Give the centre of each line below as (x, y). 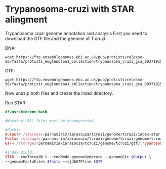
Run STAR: (16, 103)
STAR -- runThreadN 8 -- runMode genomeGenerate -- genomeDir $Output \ (78, 157)
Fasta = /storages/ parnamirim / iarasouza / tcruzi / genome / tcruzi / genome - (78, 139)
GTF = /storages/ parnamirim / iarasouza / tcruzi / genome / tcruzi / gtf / (73, 144)
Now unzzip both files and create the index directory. (59, 93)
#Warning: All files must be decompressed (49, 121)
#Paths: (13, 129)
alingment (26, 20)
